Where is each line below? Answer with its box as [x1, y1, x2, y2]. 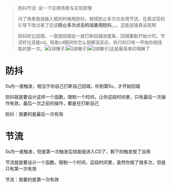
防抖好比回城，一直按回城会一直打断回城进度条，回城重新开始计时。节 [17, 33, 165, 39]
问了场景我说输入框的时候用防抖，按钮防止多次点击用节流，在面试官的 [17, 16, 165, 22]
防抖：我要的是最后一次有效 [5, 111, 64, 117]
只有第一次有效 [5, 165, 37, 172]
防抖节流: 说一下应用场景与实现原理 [17, 5, 92, 11]
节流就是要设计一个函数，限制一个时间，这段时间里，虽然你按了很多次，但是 [5, 159, 166, 165]
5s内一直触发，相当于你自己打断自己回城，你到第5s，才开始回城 [5, 83, 140, 89]
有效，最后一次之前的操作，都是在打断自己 [9, 100, 99, 106]
